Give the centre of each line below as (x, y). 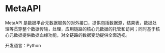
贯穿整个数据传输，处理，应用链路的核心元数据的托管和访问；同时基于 (84, 29)
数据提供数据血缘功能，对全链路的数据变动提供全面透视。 (72, 35)
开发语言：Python (23, 45)
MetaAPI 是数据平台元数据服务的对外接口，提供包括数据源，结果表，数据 (79, 23)
